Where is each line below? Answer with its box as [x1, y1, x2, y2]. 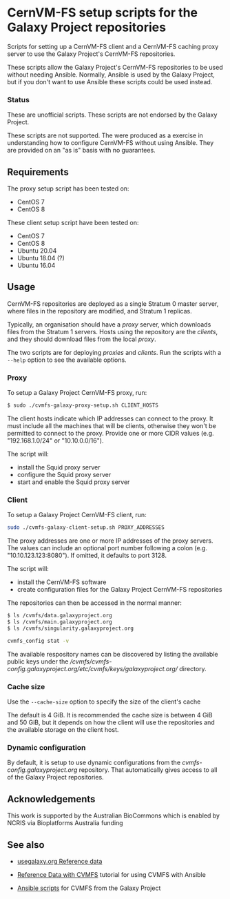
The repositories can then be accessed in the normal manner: [7, 599, 182, 607]
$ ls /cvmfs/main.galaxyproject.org [7, 619, 112, 626]
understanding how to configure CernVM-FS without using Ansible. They [7, 139, 214, 147]
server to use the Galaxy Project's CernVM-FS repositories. [7, 50, 176, 58]
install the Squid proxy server [17, 463, 101, 472]
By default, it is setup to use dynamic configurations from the [7, 758, 181, 767]
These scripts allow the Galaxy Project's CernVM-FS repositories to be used [7, 63, 223, 71]
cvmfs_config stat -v [7, 637, 70, 644]
